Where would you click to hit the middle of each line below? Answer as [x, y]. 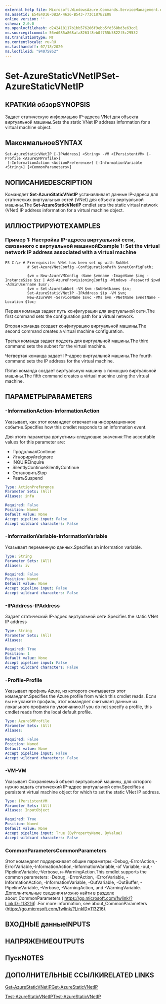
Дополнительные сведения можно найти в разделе [60, 893]
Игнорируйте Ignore [33, 457]
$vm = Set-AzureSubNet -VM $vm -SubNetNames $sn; [79, 288]
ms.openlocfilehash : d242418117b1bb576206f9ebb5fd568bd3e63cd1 [72, 28]
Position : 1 [17, 653]
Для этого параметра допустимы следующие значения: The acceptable [80, 436]
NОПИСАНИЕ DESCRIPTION [49, 182]
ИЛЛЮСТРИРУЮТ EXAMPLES [53, 226]
